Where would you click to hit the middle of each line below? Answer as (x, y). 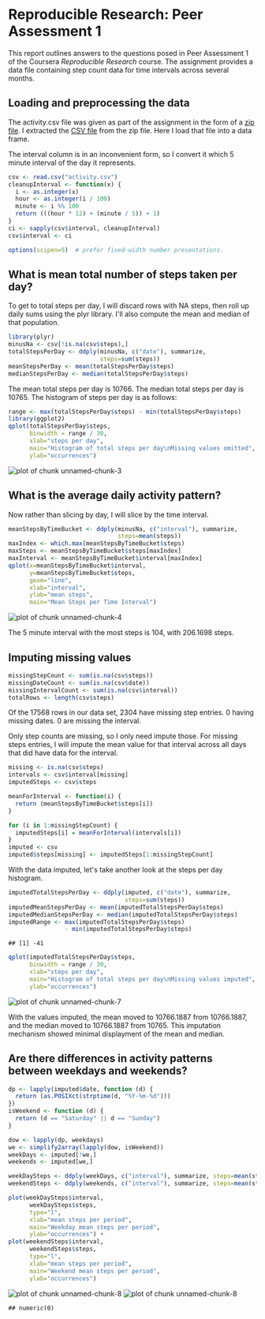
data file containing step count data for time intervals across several (119, 69)
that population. (34, 323)
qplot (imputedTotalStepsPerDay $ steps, (72, 957)
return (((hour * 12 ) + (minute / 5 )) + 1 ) (88, 214)
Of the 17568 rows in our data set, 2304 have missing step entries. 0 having (131, 712)
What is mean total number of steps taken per (123, 274)
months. (22, 78)
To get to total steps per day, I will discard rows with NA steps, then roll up (129, 306)
